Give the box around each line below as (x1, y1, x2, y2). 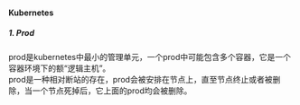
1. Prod (8, 28, 35, 39)
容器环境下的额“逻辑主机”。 (8, 63, 111, 74)
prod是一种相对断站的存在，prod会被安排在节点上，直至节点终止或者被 (8, 74, 273, 84)
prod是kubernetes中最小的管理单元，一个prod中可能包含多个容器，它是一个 (8, 51, 291, 62)
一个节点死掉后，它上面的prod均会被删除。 (32, 85, 192, 96)
